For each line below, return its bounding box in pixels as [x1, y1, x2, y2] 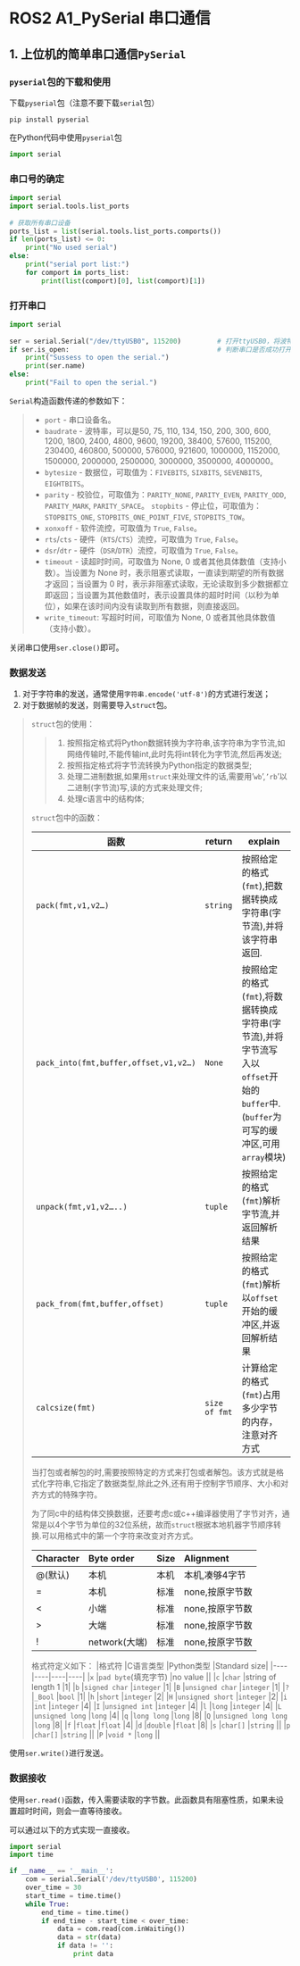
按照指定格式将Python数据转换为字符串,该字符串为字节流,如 [66, 737, 286, 748]
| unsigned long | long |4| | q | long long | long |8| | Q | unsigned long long [30, 1711, 288, 1721]
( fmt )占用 [241, 1389, 281, 1402]
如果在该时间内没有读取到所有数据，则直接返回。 [63, 600, 245, 612]
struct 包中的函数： [30, 812, 103, 823]
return [204, 836, 233, 848]
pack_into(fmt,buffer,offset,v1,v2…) [35, 1058, 196, 1068]
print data [72, 1950, 114, 1959]
